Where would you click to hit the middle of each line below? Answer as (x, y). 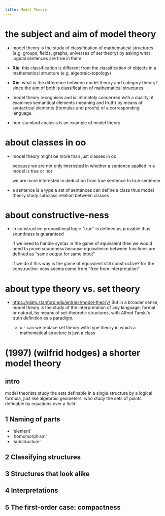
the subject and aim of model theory (81, 34)
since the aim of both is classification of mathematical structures (78, 88)
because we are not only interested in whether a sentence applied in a (83, 166)
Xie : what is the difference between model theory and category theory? (85, 82)
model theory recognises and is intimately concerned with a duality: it (83, 97)
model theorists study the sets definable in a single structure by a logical (79, 393)
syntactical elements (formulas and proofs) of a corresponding (76, 108)
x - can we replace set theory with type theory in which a (78, 328)
